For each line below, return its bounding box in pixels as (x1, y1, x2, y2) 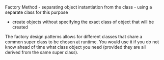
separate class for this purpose (5, 9, 68, 15)
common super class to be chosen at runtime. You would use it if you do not (5, 39, 159, 45)
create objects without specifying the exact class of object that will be (12, 19, 154, 25)
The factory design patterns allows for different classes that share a (5, 34, 142, 39)
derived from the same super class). (5, 49, 79, 55)
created (12, 24, 28, 30)
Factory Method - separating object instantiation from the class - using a (5, 4, 152, 10)
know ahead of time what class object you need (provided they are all (5, 44, 146, 50)
